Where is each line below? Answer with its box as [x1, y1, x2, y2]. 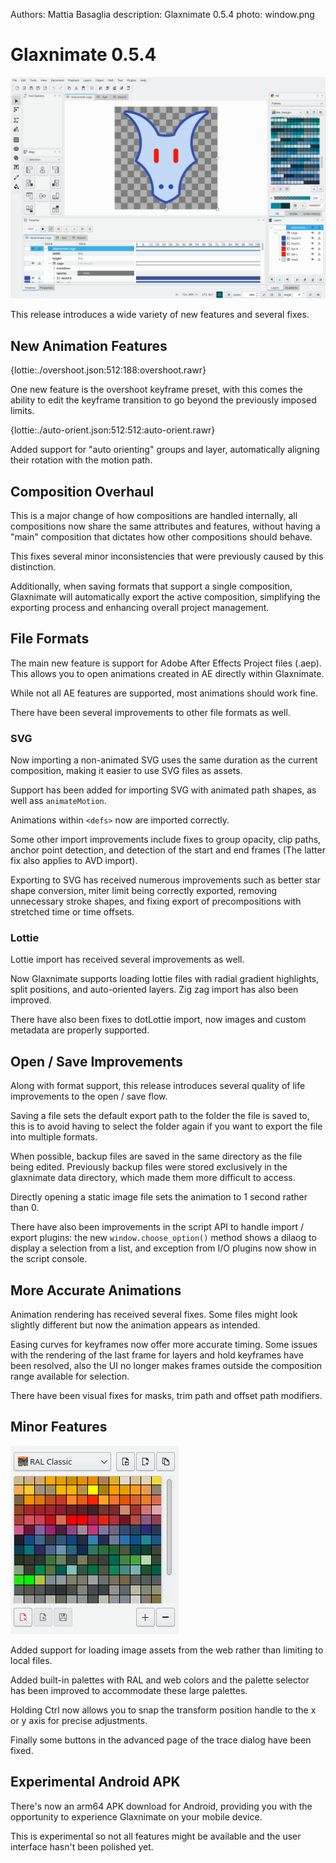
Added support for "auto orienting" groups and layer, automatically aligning [10, 444, 320, 456]
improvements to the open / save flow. [10, 1090, 168, 1103]
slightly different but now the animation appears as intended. [10, 1319, 261, 1331]
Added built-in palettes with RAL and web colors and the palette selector [10, 1674, 310, 1686]
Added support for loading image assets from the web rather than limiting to [10, 1644, 324, 1656]
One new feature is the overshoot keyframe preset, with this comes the [10, 384, 303, 396]
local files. [10, 1654, 53, 1666]
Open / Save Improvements [10, 1053, 183, 1070]
